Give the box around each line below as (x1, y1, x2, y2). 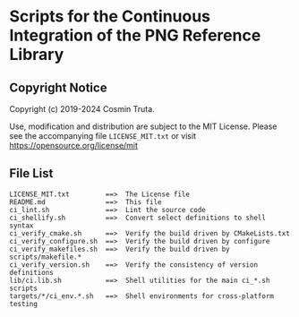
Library (9, 45, 64, 64)
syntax (9, 221, 34, 230)
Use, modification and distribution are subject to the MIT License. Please (9, 121, 278, 132)
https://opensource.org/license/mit (9, 141, 139, 150)
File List (9, 166, 54, 181)
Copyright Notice (9, 80, 107, 95)
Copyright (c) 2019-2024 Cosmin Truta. (9, 104, 155, 114)
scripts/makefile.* (9, 253, 82, 261)
